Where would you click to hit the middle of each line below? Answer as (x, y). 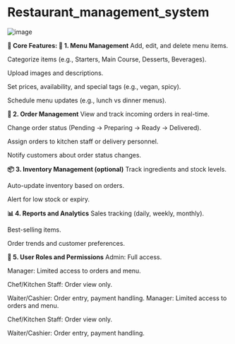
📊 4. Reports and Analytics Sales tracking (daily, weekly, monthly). (106, 213)
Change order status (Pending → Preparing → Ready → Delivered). (104, 127)
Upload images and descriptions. (55, 73)
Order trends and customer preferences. (66, 243)
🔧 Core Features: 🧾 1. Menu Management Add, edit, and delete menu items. (118, 45)
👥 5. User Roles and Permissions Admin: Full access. (85, 257)
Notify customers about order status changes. (74, 155)
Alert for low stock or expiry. (49, 199)
